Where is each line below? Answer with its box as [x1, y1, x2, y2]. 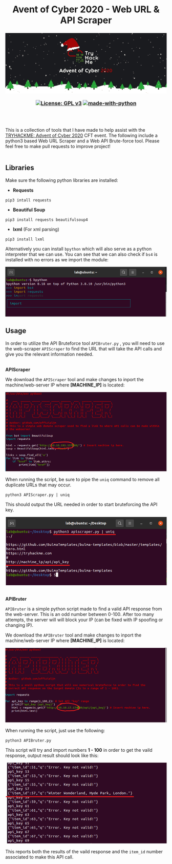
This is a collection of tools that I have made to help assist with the [5, 127, 146, 133]
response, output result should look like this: [5, 752, 99, 759]
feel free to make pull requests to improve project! [5, 143, 111, 149]
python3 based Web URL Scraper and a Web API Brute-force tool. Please [5, 137, 160, 144]
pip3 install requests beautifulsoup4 [5, 217, 88, 222]
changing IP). [5, 622, 34, 628]
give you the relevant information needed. [5, 351, 94, 357]
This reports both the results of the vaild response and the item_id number [5, 849, 163, 854]
